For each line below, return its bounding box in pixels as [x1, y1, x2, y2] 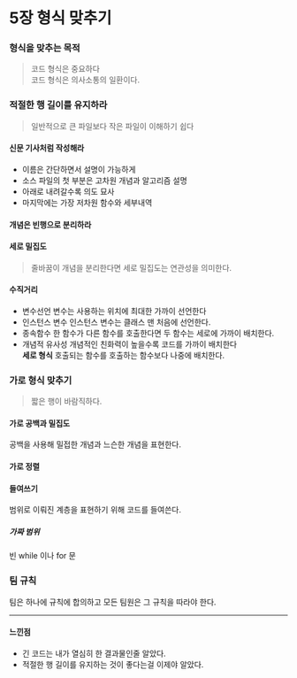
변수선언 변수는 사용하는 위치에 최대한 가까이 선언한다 [21, 305, 207, 316]
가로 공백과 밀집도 [9, 418, 71, 428]
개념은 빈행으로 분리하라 [9, 219, 92, 230]
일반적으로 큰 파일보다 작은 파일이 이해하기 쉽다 [30, 120, 194, 131]
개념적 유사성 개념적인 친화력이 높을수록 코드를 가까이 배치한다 [21, 338, 237, 350]
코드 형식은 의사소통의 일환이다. [30, 74, 140, 85]
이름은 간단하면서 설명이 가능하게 [21, 164, 136, 174]
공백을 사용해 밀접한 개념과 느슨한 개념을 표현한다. [9, 439, 182, 450]
